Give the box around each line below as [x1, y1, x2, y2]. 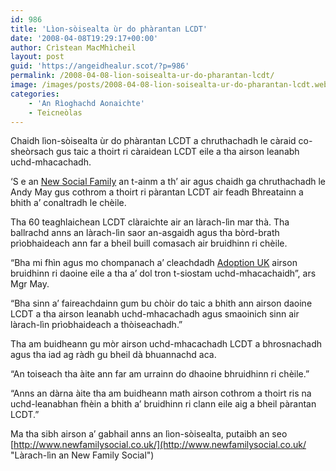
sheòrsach [10, 146, 55, 158]
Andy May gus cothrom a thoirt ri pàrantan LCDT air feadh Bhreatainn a [10, 186, 304, 198]
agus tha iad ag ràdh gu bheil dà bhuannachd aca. [10, 349, 217, 361]
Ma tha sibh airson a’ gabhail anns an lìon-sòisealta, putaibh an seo [10, 428, 288, 440]
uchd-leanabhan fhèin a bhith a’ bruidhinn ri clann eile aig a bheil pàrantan [10, 398, 317, 410]
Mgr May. [10, 278, 50, 290]
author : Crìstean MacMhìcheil [10, 42, 137, 53]
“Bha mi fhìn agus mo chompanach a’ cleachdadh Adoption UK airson [10, 257, 298, 269]
